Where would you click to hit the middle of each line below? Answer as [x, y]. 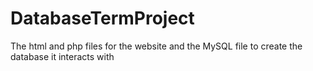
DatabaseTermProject [102, 18]
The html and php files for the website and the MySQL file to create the [156, 46]
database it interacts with [62, 56]
